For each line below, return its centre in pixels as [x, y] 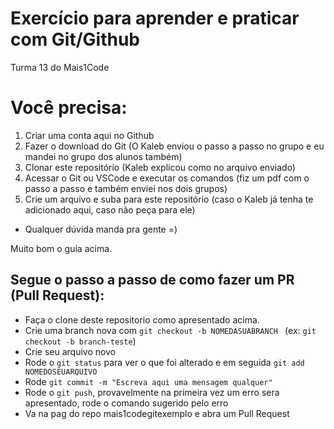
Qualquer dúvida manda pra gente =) [101, 229]
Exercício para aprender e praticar [155, 18]
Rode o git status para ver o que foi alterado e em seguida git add [164, 362]
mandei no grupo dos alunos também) [103, 156]
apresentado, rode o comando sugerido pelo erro [126, 403]
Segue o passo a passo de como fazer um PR [152, 280]
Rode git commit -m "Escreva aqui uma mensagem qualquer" [148, 381]
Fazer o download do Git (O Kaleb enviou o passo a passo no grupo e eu [174, 146]
